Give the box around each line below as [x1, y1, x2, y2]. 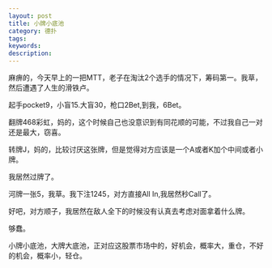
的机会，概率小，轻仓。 [8, 251, 87, 260]
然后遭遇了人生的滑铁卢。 [8, 83, 94, 92]
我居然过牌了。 [8, 172, 58, 181]
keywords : [8, 42, 42, 50]
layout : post [8, 11, 53, 20]
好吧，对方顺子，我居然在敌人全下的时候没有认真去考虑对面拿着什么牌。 [8, 206, 249, 215]
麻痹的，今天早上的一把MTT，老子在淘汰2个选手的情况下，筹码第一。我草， [8, 73, 263, 82]
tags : [8, 34, 27, 43]
